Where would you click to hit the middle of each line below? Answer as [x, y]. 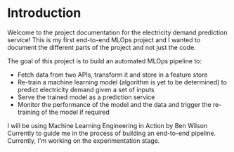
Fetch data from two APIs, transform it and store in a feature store [112, 75]
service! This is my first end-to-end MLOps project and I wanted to [104, 39]
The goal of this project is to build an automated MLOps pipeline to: [105, 61]
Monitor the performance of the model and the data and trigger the [115, 104]
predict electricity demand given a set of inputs [86, 89]
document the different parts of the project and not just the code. [102, 47]
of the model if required [76, 112]
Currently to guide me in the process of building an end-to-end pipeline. [112, 133]
